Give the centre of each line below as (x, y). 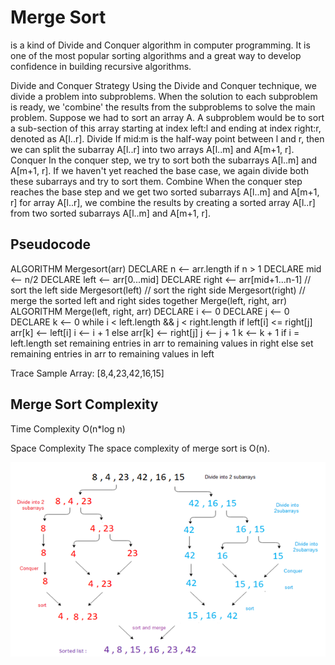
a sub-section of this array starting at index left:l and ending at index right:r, (166, 128)
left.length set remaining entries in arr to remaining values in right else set (162, 343)
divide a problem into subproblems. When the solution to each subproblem (164, 96)
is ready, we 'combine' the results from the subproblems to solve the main (163, 107)
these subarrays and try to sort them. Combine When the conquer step (156, 181)
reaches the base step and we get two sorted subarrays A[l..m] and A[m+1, (165, 192)
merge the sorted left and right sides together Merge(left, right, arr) (149, 300)
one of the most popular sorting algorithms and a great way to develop (156, 55)
